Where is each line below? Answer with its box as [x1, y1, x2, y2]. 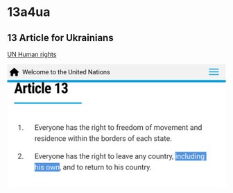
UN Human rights [7, 50, 57, 58]
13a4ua [7, 4, 51, 20]
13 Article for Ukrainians [7, 32, 114, 44]
